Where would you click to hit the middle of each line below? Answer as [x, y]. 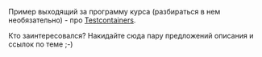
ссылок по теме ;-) [41, 44]
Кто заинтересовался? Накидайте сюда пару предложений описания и [131, 36]
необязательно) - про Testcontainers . [72, 20]
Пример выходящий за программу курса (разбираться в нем [114, 12]
